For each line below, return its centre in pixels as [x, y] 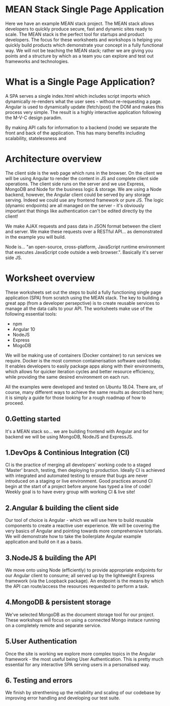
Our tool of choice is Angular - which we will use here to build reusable [79, 520]
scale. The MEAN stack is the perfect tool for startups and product [75, 34]
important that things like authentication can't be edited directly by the [79, 211]
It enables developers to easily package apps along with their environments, [85, 366]
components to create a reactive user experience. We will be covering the [82, 526]
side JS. [14, 258]
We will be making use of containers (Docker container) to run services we [83, 355]
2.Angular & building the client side [62, 508]
